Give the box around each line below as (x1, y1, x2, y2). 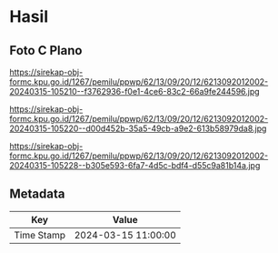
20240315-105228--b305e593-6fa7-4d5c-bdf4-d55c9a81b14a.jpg (9, 160, 261, 170)
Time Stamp (14, 228, 66, 241)
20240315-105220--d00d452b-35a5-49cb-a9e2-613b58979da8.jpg (9, 123, 267, 134)
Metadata (9, 187, 65, 202)
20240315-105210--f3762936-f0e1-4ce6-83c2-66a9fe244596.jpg (9, 86, 261, 96)
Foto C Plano (9, 43, 83, 58)
